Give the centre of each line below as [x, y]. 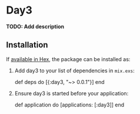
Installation [27, 45]
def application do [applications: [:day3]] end [69, 105]
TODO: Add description [35, 26]
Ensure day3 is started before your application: [71, 93]
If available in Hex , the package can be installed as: [68, 59]
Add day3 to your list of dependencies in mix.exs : [75, 71]
